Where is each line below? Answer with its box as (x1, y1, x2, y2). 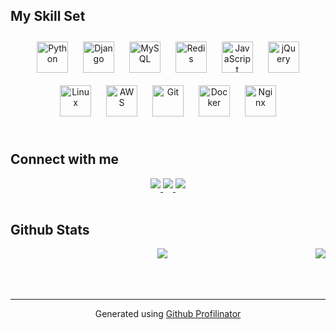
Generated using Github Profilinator (94, 308, 242, 320)
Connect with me (10, 151, 120, 168)
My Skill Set (10, 8, 86, 25)
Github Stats (10, 222, 90, 239)
